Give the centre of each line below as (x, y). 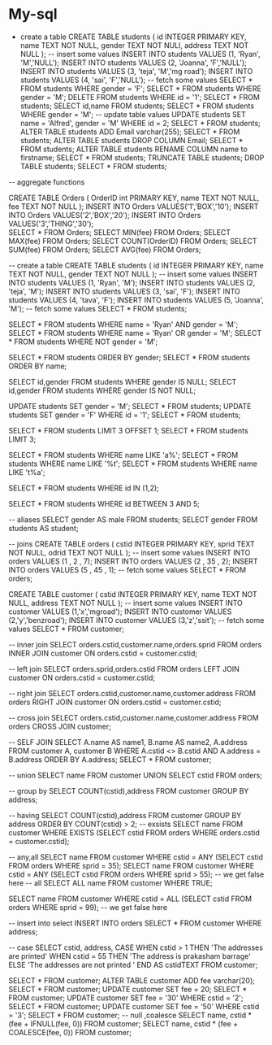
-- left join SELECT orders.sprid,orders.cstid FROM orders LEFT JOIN (124, 668)
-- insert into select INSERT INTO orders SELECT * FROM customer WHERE (135, 923)
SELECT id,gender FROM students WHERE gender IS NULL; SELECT (123, 381)
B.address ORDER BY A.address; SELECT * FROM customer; (110, 759)
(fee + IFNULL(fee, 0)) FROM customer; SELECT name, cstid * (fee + (123, 1023)
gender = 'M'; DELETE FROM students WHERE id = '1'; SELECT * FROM (140, 97)
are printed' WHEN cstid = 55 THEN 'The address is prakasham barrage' (130, 956)
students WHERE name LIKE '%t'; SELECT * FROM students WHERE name (133, 464)
